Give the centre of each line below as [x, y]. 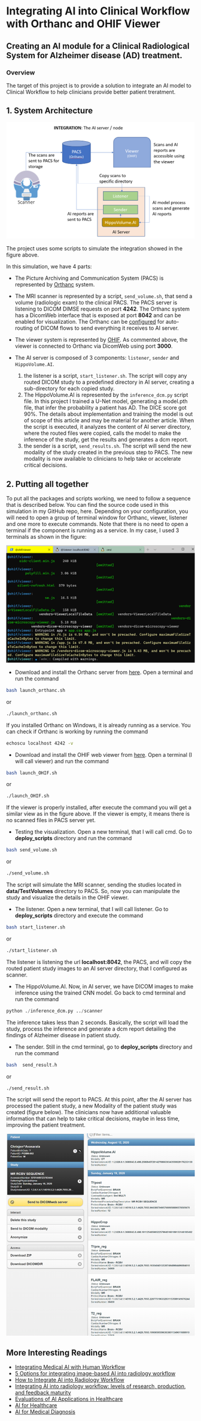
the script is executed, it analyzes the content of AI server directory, [107, 427]
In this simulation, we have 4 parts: [49, 267]
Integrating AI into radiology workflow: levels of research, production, [100, 1386]
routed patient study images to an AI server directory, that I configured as [97, 968]
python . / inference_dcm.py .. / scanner [54, 1011]
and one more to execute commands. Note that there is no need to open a [97, 524]
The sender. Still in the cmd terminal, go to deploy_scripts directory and [103, 1047]
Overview [21, 72]
